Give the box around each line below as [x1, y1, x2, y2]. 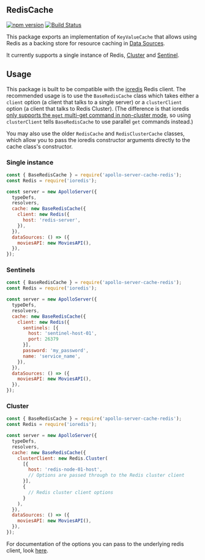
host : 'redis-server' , [22, 217, 81, 223]
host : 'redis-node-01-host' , [28, 466, 103, 473]
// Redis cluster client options [28, 489, 114, 495]
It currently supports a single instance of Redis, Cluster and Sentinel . [6, 51, 179, 59]
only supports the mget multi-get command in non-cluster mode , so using [6, 111, 192, 119]
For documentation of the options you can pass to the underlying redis [6, 540, 185, 547]
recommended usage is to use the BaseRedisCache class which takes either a [6, 92, 199, 99]
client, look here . [6, 547, 49, 554]
